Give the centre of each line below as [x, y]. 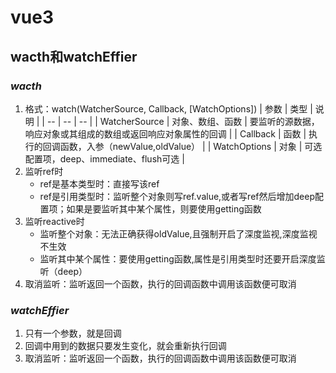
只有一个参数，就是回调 [73, 333]
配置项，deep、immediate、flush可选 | [104, 158]
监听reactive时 [54, 221]
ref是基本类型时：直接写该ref [99, 183]
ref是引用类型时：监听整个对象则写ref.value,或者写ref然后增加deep [177, 196]
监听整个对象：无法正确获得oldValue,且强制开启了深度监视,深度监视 [178, 233]
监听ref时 [44, 171]
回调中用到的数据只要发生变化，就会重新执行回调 [125, 346]
